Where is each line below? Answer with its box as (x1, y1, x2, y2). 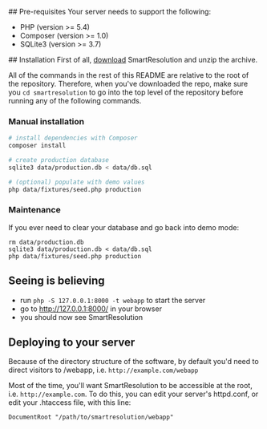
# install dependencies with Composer (8, 134, 138, 143)
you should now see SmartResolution (19, 312, 143, 322)
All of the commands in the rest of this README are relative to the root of (8, 71, 249, 79)
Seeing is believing (8, 274, 106, 288)
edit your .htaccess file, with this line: (8, 398, 131, 407)
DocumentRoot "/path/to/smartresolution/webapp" (8, 413, 174, 422)
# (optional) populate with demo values (8, 178, 146, 186)
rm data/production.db (8, 238, 84, 246)
